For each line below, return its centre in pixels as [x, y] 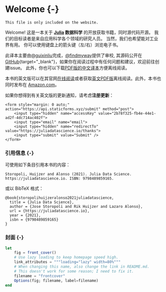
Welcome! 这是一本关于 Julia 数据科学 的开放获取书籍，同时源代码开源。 [79, 32]
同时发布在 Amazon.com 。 [32, 84]
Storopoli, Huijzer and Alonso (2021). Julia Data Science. [69, 174]
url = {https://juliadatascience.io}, [50, 211]
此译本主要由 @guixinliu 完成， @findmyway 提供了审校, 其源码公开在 [74, 55]
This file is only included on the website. [52, 22]
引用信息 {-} [20, 153]
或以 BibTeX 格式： [24, 188]
